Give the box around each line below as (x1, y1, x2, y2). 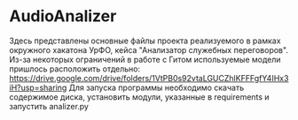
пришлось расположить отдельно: (9, 64, 141, 74)
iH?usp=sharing (9, 82, 67, 93)
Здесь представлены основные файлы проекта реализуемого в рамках (9, 35, 281, 46)
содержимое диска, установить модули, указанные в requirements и (9, 91, 270, 102)
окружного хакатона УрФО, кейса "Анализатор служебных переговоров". (9, 44, 288, 55)
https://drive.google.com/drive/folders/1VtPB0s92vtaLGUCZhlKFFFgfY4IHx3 (9, 72, 289, 83)
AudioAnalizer (9, 6, 117, 26)
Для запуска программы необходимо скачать (68, 82, 245, 93)
